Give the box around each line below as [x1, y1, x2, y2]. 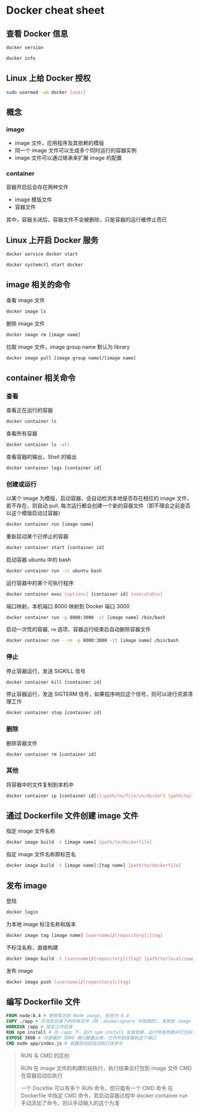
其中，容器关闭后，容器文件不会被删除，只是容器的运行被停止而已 [6, 216, 167, 223]
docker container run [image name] [6, 522, 94, 528]
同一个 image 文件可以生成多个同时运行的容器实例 [14, 147, 137, 154]
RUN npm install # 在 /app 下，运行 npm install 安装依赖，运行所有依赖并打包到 [6, 1029, 192, 1035]
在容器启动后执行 [20, 1072, 63, 1079]
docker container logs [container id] [6, 465, 102, 471]
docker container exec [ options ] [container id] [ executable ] [6, 591, 163, 597]
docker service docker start [6, 251, 78, 258]
